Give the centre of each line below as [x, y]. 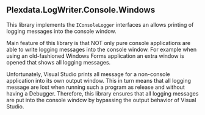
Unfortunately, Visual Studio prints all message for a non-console [88, 74]
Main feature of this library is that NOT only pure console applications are [99, 43]
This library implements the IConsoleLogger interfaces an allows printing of [100, 24]
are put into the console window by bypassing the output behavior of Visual [101, 100]
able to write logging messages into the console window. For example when [102, 49]
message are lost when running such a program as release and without [95, 87]
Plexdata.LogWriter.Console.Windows [81, 10]
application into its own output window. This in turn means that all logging [99, 80]
